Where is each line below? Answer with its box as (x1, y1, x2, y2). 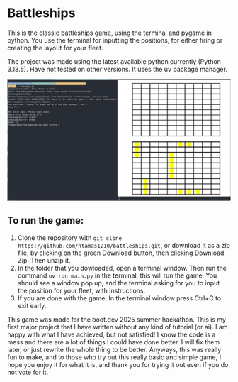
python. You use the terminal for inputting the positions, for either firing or (7, 36, 223, 44)
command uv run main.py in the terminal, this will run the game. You (17, 271, 217, 280)
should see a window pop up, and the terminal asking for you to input (17, 278, 220, 287)
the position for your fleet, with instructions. (17, 286, 146, 295)
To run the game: (7, 214, 84, 227)
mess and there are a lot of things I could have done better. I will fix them (7, 337, 220, 346)
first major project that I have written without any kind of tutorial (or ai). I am (7, 322, 228, 331)
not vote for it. (7, 368, 49, 376)
